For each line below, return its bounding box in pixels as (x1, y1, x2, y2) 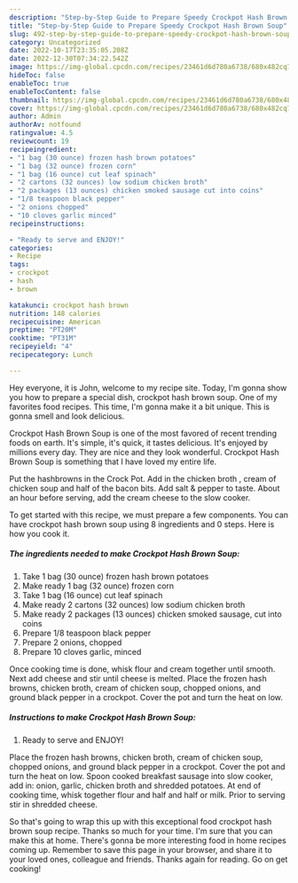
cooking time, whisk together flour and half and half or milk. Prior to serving (9, 789, 286, 800)
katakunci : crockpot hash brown (9, 301, 129, 310)
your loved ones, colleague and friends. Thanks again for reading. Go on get (9, 854, 288, 864)
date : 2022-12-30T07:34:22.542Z (9, 54, 129, 63)
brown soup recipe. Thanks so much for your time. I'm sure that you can (9, 825, 273, 836)
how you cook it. (9, 528, 70, 539)
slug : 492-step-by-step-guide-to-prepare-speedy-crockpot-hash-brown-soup (9, 29, 292, 38)
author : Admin (9, 112, 62, 121)
